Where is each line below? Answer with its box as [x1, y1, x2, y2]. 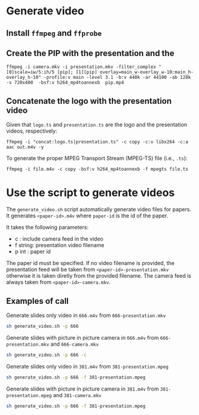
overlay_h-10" [6, 75, 42, 81]
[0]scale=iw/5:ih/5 [6, 69, 55, 75]
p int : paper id [14, 248, 51, 255]
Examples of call [6, 296, 69, 306]
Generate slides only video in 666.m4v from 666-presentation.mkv [6, 312, 166, 319]
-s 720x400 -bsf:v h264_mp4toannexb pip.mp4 [6, 79, 124, 86]
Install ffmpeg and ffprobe [6, 28, 102, 38]
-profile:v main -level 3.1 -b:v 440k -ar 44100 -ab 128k [44, 75, 191, 81]
